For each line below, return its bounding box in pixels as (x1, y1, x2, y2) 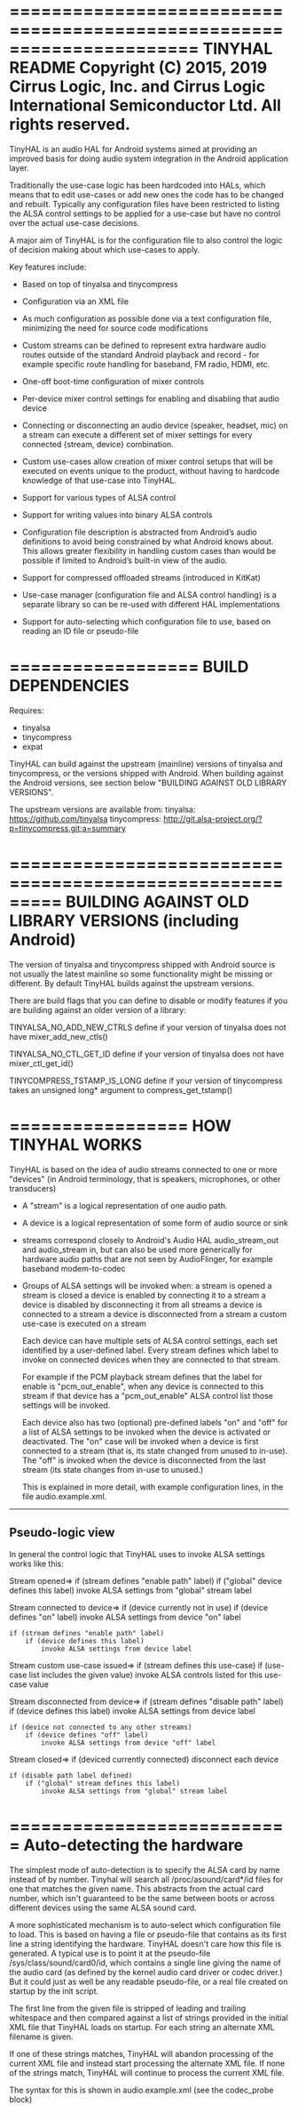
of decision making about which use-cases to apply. (9, 244, 200, 254)
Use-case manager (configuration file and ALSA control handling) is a (21, 589, 277, 600)
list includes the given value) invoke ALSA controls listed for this (28, 1669, 263, 1680)
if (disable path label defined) (9, 1771, 133, 1780)
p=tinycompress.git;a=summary (9, 823, 127, 833)
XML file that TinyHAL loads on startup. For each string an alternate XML (9, 2021, 275, 2032)
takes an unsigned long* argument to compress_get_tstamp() (9, 1084, 233, 1095)
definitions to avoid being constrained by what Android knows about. (21, 535, 274, 547)
